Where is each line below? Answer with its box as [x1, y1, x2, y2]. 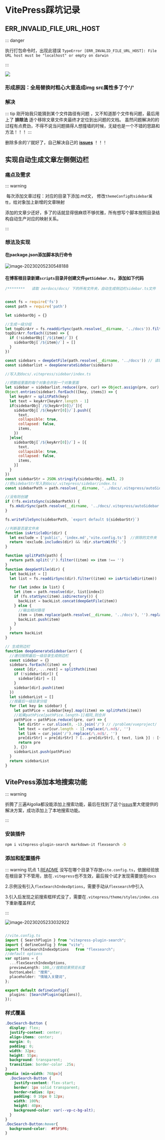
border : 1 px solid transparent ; [14, 1085, 80, 1090]
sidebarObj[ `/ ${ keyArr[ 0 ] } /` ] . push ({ [14, 408, 91, 413]
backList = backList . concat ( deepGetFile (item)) [18, 599, 118, 604]
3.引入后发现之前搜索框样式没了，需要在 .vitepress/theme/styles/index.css [5, 894, 159, 899]
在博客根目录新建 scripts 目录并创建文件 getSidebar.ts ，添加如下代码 [5, 275, 144, 281]
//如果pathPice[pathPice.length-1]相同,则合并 [14, 713, 106, 718]
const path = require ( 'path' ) [5, 304, 67, 309]
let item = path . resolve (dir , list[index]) [14, 589, 105, 594]
